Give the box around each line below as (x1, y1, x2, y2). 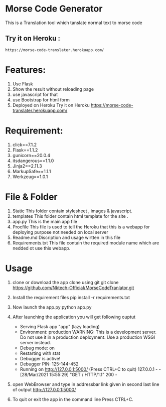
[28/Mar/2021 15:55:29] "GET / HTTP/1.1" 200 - (20, 371, 117, 377)
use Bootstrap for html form (12, 96, 70, 103)
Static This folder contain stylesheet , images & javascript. (12, 208, 133, 214)
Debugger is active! (20, 355, 61, 361)
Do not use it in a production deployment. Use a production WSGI (20, 334, 155, 340)
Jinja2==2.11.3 (12, 163, 42, 169)
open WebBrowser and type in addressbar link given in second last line (12, 381, 159, 387)
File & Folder (5, 191, 58, 202)
